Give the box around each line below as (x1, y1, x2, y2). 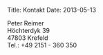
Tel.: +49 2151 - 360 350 (7, 41, 77, 49)
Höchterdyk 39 (7, 27, 50, 34)
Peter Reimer (7, 19, 44, 27)
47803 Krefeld (7, 34, 48, 42)
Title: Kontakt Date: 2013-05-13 (7, 6, 97, 14)
